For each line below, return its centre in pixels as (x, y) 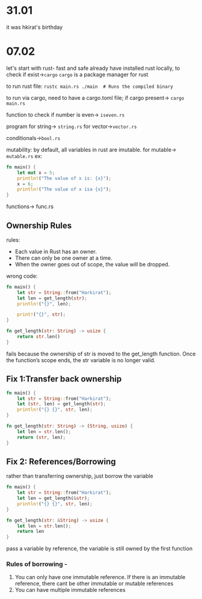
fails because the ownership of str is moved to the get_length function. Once (101, 354)
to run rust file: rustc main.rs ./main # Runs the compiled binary (90, 86)
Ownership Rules (39, 225)
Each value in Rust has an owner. (56, 251)
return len (31, 532)
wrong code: (22, 276)
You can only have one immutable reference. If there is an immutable (100, 577)
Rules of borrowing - (37, 564)
